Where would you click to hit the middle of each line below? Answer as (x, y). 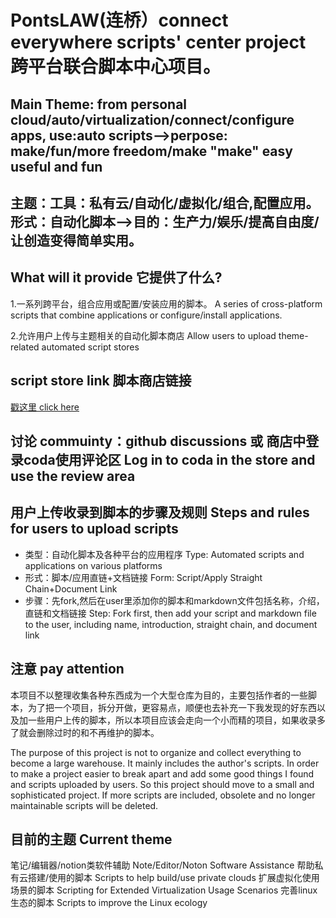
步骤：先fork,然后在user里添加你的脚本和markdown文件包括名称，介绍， (174, 600)
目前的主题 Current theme (91, 839)
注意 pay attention (67, 669)
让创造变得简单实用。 (76, 240)
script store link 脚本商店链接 (101, 381)
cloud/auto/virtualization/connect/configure (152, 119)
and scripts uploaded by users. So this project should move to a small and (162, 784)
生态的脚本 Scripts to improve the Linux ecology (109, 903)
